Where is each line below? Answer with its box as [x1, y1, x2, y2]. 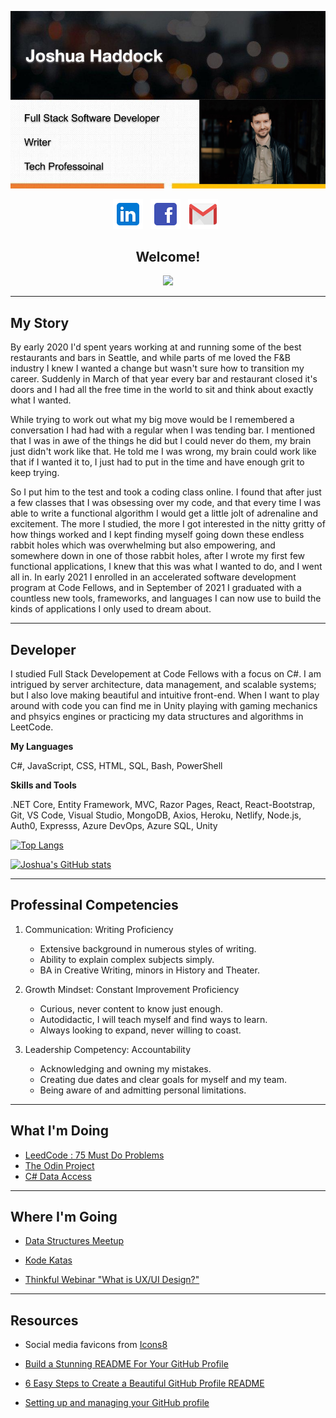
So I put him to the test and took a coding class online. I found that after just [10, 486, 322, 498]
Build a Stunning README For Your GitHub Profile [24, 1358, 229, 1370]
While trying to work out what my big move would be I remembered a [10, 414, 295, 426]
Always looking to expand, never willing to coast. [39, 1024, 242, 1036]
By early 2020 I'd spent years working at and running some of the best [10, 341, 302, 353]
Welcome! [135, 248, 201, 265]
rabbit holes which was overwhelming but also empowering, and [10, 539, 276, 551]
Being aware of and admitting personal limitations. [39, 1084, 247, 1096]
